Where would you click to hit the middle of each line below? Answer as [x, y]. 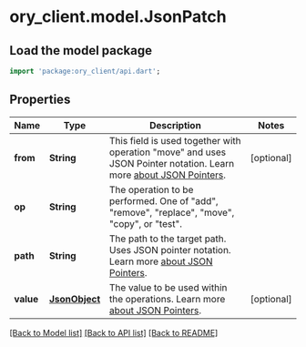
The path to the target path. [168, 239]
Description [175, 125]
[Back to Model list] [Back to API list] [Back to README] [114, 332]
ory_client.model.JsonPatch [118, 17]
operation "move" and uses [167, 152]
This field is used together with [175, 140]
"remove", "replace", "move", [172, 212]
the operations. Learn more [167, 299]
